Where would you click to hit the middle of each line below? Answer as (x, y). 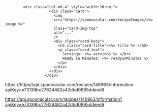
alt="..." (63, 33)
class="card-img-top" (76, 28)
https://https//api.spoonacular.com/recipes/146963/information (69, 85)
